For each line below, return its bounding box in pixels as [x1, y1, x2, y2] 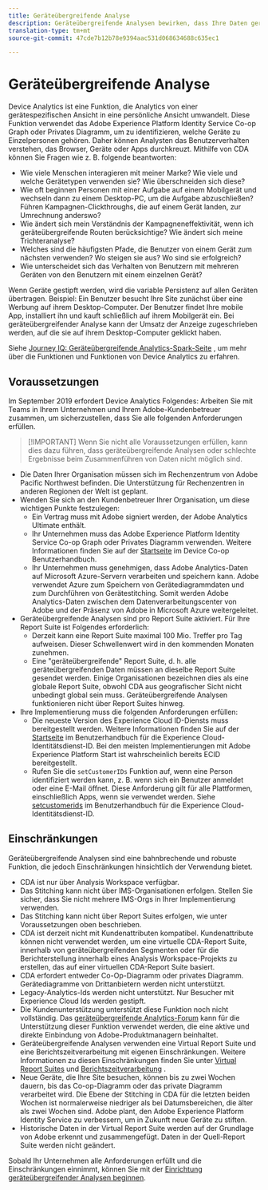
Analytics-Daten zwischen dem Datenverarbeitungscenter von [31, 597, 237, 606]
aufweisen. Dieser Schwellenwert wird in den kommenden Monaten [31, 640, 254, 649]
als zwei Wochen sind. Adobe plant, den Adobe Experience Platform [19, 1106, 245, 1116]
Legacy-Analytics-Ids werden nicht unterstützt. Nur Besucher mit [19, 987, 235, 997]
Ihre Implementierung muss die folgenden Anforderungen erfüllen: [19, 708, 238, 716]
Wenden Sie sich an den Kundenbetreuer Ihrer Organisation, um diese [19, 495, 250, 504]
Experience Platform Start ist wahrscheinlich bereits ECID [31, 750, 221, 759]
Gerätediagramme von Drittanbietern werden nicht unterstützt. [19, 979, 226, 989]
